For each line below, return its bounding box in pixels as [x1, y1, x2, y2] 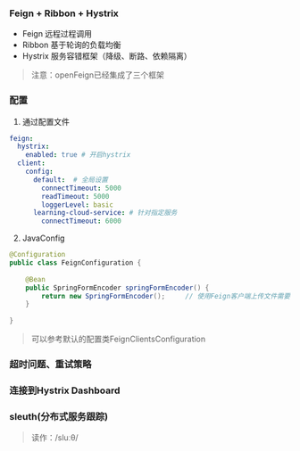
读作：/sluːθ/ [30, 432, 79, 443]
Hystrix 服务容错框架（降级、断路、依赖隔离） [21, 51, 192, 61]
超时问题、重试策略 [9, 358, 92, 371]
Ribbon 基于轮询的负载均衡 [21, 39, 121, 51]
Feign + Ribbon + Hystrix [9, 7, 119, 20]
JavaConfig [21, 233, 65, 243]
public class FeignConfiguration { [9, 258, 142, 267]
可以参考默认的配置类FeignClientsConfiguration [30, 333, 206, 345]
